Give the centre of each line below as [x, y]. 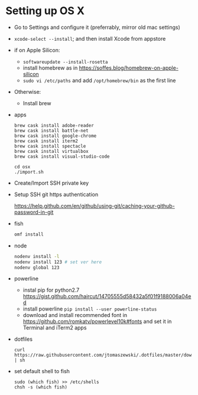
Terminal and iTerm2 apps [55, 328]
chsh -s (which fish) [40, 387]
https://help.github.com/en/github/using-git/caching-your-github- [94, 205]
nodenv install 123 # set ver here [58, 262]
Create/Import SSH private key [51, 183]
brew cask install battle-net [51, 130]
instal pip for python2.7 [51, 290]
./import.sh [29, 172]
